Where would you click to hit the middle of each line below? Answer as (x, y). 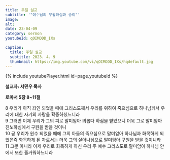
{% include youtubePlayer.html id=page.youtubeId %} (62, 76)
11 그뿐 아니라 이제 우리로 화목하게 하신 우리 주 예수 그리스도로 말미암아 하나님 (82, 146)
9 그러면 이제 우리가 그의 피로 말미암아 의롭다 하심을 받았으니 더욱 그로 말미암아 (84, 121)
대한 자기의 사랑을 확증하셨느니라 (47, 114)
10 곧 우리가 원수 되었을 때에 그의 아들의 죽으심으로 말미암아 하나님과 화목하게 (82, 134)
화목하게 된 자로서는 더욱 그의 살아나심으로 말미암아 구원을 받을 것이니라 (90, 140)
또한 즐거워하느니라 (34, 152)
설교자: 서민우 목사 (24, 86)
